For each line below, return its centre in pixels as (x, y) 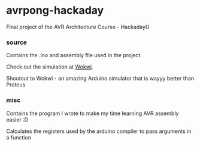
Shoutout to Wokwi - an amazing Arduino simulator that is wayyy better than (100, 79)
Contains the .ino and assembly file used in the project (73, 55)
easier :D (17, 119)
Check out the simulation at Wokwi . (50, 67)
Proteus (16, 85)
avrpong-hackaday (55, 10)
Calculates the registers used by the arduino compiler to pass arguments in (99, 131)
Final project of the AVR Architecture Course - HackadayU (78, 27)
